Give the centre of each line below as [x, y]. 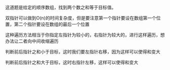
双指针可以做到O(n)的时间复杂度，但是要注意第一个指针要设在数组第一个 [81, 18]
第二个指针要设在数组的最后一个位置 [52, 24]
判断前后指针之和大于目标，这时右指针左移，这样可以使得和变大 [72, 62]
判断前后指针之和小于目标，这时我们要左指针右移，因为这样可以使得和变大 [83, 52]
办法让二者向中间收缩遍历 [32, 41]
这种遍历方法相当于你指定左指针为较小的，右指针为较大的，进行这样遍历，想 [85, 35]
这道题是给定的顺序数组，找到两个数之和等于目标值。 [61, 7]
